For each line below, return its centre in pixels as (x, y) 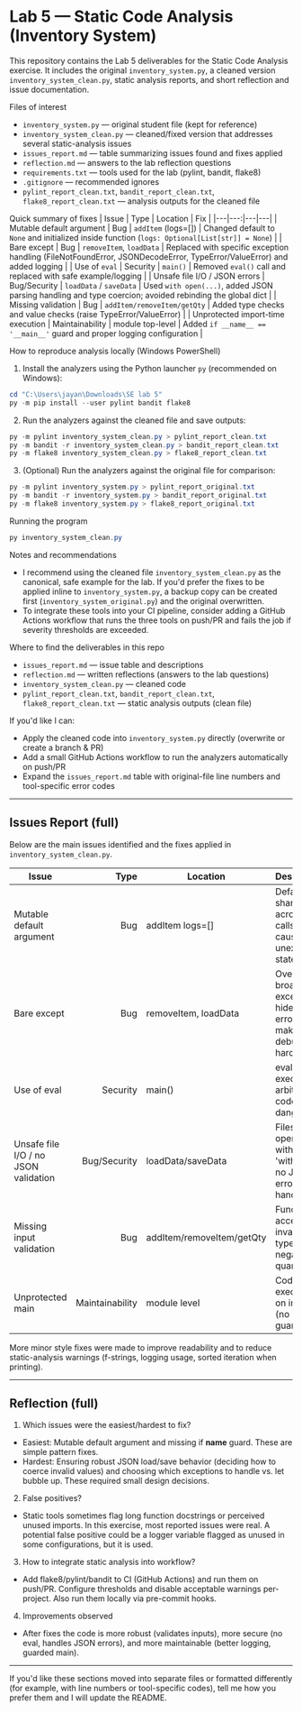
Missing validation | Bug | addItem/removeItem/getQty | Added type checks (147, 305)
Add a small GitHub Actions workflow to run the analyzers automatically (155, 757)
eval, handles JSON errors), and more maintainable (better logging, (147, 1643)
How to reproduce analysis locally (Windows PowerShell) (115, 351)
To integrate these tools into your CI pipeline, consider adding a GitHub (154, 610)
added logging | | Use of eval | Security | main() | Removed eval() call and (147, 266)
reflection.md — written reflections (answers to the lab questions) (146, 674)
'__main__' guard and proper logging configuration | (106, 333)
